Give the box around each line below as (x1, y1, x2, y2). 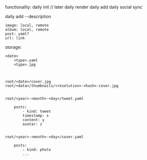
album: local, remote (5, 27, 49, 32)
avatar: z (22, 122, 42, 126)
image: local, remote (5, 23, 49, 28)
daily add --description (5, 14, 52, 19)
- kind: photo (22, 147, 51, 152)
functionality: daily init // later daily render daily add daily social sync (5, 4, 143, 10)
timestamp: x (22, 113, 49, 118)
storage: (5, 44, 22, 50)
